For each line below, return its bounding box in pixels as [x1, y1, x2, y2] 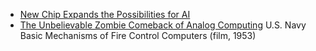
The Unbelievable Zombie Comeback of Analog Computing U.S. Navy [19, 19, 307, 31]
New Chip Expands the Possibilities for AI [19, 9, 191, 20]
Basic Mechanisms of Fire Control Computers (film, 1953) [19, 30, 257, 41]
